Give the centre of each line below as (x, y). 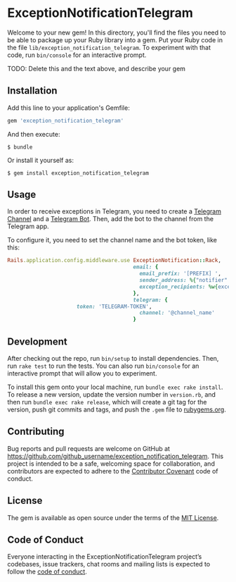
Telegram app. (28, 226)
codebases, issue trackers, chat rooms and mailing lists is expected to (109, 564)
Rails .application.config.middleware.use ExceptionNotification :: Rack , (114, 261)
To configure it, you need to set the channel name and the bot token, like (112, 240)
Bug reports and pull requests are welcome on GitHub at (89, 448)
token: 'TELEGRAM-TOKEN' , (114, 307)
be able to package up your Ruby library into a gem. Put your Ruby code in (115, 39)
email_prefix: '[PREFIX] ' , (180, 274)
